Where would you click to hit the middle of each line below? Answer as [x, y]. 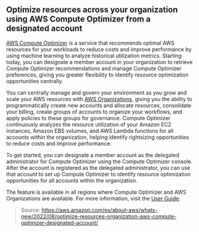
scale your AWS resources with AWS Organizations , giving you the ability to [99, 99]
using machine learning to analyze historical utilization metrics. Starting [94, 56]
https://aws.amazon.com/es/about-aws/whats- [99, 210]
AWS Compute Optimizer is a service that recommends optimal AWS [91, 43]
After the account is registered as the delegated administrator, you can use [98, 167]
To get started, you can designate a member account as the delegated [93, 155]
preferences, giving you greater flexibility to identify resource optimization [97, 75]
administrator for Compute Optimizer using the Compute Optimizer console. [99, 161]
